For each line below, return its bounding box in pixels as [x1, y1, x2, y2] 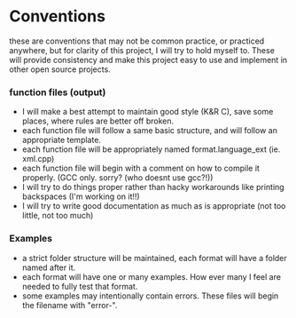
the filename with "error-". [21, 299, 118, 310]
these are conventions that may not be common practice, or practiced [9, 36, 265, 46]
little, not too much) [21, 211, 94, 221]
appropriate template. [21, 135, 102, 146]
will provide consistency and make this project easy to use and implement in [9, 54, 288, 65]
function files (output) [9, 86, 106, 99]
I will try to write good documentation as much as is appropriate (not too [21, 201, 286, 211]
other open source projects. [9, 64, 111, 75]
